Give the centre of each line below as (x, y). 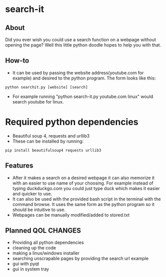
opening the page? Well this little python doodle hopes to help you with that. (83, 45)
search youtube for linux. (38, 101)
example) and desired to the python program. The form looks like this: (84, 78)
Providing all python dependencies (48, 242)
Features (19, 166)
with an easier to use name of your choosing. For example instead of (83, 183)
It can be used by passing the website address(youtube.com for (78, 72)
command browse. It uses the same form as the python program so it (83, 204)
